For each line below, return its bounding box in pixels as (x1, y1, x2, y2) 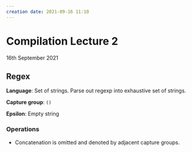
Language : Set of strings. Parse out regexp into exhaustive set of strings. (6, 87, 187, 94)
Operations (6, 125, 40, 134)
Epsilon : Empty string (6, 110, 60, 117)
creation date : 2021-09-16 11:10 (6, 8, 89, 15)
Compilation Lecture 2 (6, 34, 118, 48)
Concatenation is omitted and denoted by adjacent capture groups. (14, 138, 180, 146)
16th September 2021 (6, 54, 58, 61)
